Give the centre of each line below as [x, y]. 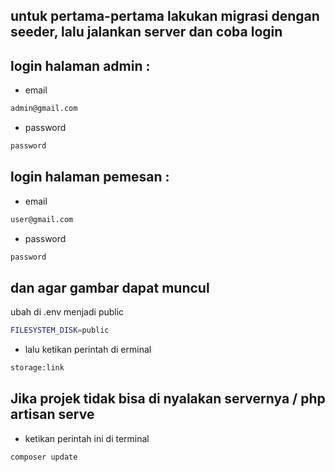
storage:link [37, 368]
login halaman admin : [80, 65]
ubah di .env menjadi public [67, 312]
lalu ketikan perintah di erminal [88, 350]
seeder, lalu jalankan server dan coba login [146, 32]
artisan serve [52, 414]
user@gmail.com [42, 219]
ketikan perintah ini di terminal [87, 438]
